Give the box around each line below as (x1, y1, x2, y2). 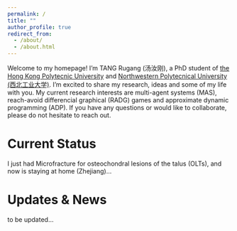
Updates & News (7, 192, 107, 208)
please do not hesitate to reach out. (7, 111, 111, 119)
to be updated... (7, 215, 55, 224)
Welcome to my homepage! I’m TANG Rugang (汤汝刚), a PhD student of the (7, 64, 230, 72)
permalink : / (7, 10, 46, 18)
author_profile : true (7, 23, 72, 31)
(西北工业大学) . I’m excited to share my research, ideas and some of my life (7, 80, 227, 89)
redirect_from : (7, 30, 53, 38)
